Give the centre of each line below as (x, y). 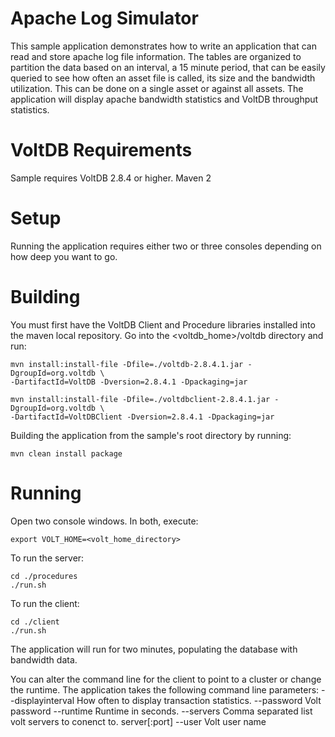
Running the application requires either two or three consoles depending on (166, 246)
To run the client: (45, 603)
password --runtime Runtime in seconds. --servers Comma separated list (161, 711)
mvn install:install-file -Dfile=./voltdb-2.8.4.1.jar (127, 364)
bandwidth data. (44, 659)
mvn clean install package (66, 453)
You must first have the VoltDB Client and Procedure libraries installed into (163, 324)
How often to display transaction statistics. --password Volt (199, 700)
